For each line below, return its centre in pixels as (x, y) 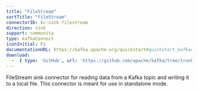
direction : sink (26, 28)
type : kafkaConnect (30, 39)
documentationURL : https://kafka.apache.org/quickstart (76, 50)
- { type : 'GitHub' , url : (44, 60)
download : (18, 55)
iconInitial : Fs (26, 45)
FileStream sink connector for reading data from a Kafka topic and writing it (98, 77)
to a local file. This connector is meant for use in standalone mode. (87, 83)
